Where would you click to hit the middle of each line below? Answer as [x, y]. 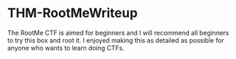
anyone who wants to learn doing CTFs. [66, 48]
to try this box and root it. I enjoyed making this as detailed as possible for [116, 40]
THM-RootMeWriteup [72, 13]
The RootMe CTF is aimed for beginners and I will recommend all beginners [118, 33]
